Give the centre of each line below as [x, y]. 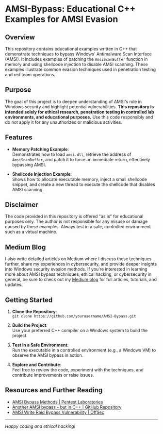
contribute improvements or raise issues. [53, 375]
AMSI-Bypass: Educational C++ [70, 9]
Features [19, 138]
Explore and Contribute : [37, 365]
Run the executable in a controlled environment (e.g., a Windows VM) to [84, 350]
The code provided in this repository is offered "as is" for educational [74, 217]
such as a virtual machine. [31, 232]
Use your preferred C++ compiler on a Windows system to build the [80, 331]
